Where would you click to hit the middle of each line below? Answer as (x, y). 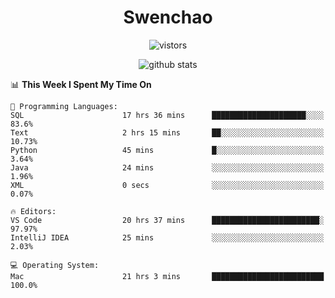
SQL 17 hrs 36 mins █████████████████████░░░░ (167, 115)
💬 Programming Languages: (64, 106)
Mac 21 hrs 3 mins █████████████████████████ (167, 276)
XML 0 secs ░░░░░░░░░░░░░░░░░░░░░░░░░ (167, 185)
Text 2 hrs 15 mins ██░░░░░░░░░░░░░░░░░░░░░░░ (167, 132)
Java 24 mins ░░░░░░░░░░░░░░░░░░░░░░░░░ (167, 167)
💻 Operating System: (55, 265)
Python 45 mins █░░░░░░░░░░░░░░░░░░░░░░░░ (167, 150)
